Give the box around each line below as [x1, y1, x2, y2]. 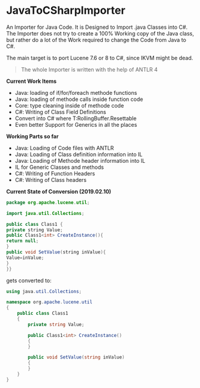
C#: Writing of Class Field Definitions [14, 108, 106, 115]
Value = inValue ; [6, 255, 44, 261]
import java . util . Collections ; [6, 210, 85, 216]
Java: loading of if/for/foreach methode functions [14, 89, 138, 96]
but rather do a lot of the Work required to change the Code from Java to [6, 36, 186, 43]
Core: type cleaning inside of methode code [14, 102, 124, 109]
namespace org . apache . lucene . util [6, 299, 93, 305]
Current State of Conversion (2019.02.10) [6, 187, 112, 195]
